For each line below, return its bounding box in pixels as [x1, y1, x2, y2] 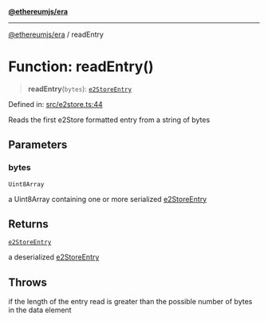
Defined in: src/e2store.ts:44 [8, 99, 104, 109]
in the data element [8, 305, 72, 315]
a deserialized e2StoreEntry [8, 252, 100, 262]
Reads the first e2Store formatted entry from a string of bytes [8, 115, 211, 125]
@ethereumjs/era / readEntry [8, 30, 104, 39]
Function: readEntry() [8, 57, 154, 76]
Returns [8, 217, 49, 231]
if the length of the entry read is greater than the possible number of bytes [8, 297, 253, 307]
